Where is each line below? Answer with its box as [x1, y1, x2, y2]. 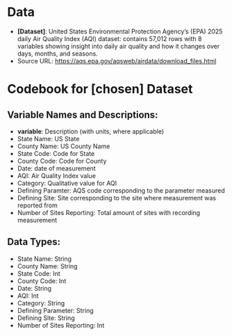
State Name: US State [17, 134, 80, 143]
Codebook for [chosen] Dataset [7, 81, 193, 97]
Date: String [17, 284, 52, 292]
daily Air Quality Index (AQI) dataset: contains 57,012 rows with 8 [17, 34, 202, 42]
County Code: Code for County [17, 157, 107, 165]
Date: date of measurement [17, 164, 96, 173]
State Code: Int [17, 269, 60, 278]
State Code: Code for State [17, 149, 95, 157]
